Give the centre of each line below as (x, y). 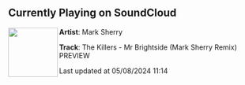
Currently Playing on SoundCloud (92, 13)
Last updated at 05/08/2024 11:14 (113, 71)
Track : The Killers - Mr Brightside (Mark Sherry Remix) (148, 47)
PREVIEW (74, 55)
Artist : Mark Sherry (91, 31)
